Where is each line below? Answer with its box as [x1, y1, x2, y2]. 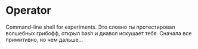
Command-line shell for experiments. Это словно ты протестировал [5, 23, 175, 30]
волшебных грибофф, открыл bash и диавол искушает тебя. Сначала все [5, 29, 192, 36]
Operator [5, 4, 51, 17]
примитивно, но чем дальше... [5, 36, 83, 43]
